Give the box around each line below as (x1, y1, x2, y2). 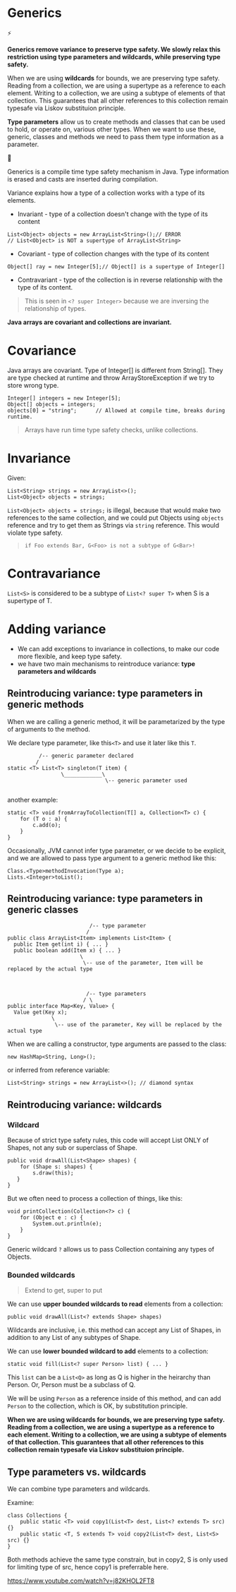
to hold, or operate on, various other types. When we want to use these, (7, 125, 216, 133)
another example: (7, 795, 58, 804)
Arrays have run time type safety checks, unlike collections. (24, 425, 199, 434)
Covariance (7, 343, 77, 359)
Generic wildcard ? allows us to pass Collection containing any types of (7, 1245, 215, 1253)
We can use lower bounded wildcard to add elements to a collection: (7, 1347, 209, 1355)
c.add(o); (32, 821, 61, 828)
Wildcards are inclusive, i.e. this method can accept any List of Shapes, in (7, 1326, 221, 1334)
